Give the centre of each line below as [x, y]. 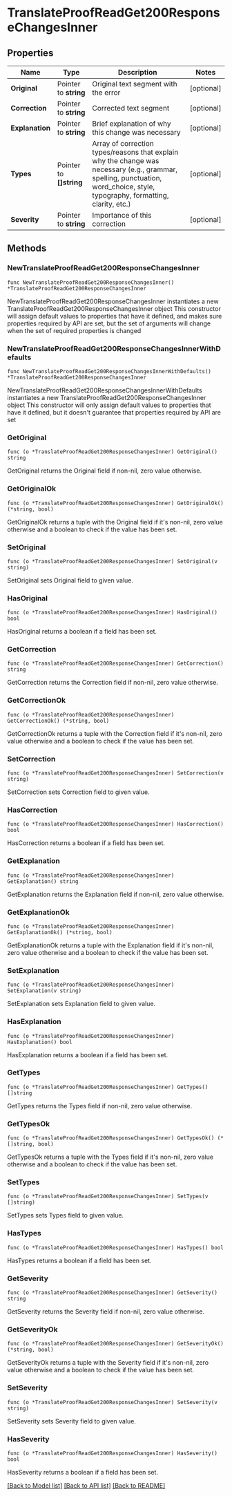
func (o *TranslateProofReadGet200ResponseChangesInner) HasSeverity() [112, 1453]
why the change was [126, 161]
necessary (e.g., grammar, [135, 169]
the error [106, 93]
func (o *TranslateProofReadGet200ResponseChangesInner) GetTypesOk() [111, 1138]
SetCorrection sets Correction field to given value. [78, 792]
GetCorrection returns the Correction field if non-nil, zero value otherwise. [113, 683]
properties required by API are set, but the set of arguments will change [109, 323]
